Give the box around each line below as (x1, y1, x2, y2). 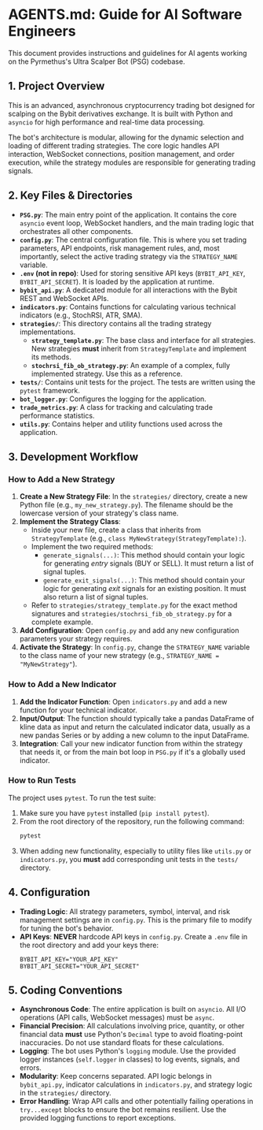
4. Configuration (8, 886, 90, 899)
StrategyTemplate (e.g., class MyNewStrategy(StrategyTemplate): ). (31, 533, 247, 543)
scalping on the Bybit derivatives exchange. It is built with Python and (8, 109, 233, 118)
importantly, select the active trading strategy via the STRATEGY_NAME (19, 251, 238, 261)
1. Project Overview (8, 80, 105, 93)
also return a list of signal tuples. (42, 593, 149, 602)
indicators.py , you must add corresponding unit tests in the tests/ (19, 854, 239, 864)
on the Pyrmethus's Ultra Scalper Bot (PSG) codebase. (8, 57, 186, 66)
